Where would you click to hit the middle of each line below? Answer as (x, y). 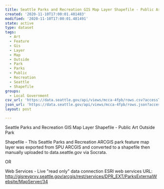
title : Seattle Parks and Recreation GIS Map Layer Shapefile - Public (79, 9)
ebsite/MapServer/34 (27, 181)
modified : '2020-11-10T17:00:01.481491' (47, 19)
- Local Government (29, 95)
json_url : (15, 105)
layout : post (18, 109)
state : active (20, 23)
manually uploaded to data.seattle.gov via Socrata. (56, 152)
